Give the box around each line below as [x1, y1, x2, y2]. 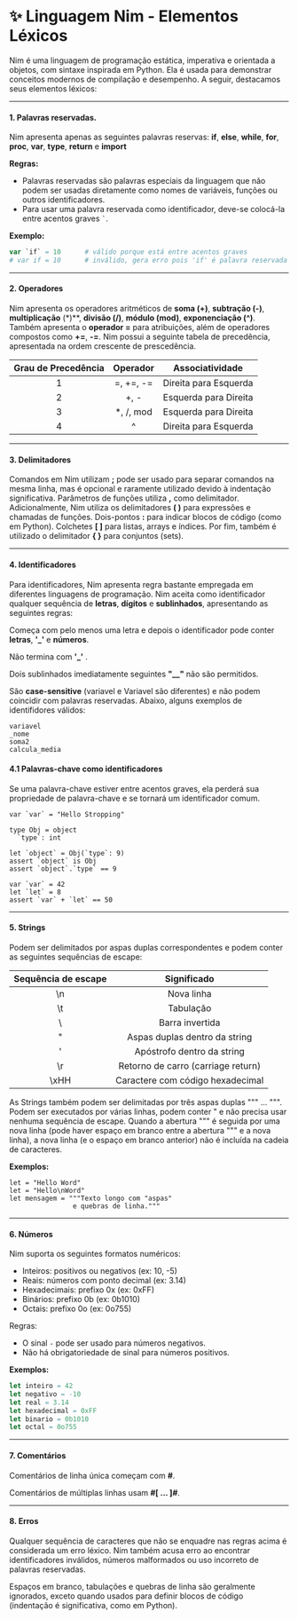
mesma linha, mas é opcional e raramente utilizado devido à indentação [9, 484, 271, 494]
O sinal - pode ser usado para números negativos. [21, 1338, 207, 1348]
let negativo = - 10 [9, 1389, 82, 1399]
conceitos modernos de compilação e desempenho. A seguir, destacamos [9, 74, 281, 84]
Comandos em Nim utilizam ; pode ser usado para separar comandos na [9, 474, 275, 485]
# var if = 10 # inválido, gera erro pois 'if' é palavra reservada [9, 256, 288, 265]
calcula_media [9, 745, 62, 754]
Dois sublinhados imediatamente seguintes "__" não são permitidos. [9, 668, 259, 679]
